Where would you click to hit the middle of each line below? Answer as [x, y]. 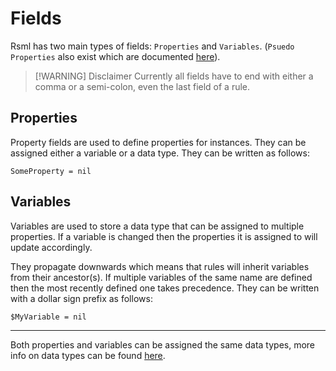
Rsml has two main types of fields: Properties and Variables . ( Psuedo [152, 46]
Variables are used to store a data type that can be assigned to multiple [157, 226]
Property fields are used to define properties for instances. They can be [158, 142]
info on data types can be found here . [88, 355]
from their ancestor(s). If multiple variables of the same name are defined [161, 277]
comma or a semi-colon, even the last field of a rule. [142, 86]
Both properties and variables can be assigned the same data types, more [163, 344]
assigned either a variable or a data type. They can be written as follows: [160, 153]
